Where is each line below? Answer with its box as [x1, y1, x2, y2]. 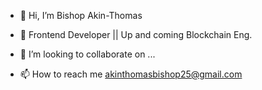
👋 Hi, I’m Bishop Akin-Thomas [19, 10, 143, 21]
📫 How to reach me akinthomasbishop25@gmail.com [19, 68, 243, 80]
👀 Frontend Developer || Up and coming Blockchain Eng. [19, 29, 253, 40]
